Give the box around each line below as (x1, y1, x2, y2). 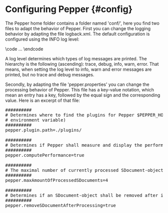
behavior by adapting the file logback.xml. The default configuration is (5, 31, 150, 37)
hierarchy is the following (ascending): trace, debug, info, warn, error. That (5, 61, 159, 67)
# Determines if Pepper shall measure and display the (5, 142, 142, 148)
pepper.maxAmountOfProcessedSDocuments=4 (5, 177, 108, 183)
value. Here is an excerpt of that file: (5, 97, 80, 103)
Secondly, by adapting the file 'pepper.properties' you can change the (5, 81, 149, 87)
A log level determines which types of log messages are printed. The (5, 55, 147, 61)
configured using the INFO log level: (5, 36, 79, 42)
